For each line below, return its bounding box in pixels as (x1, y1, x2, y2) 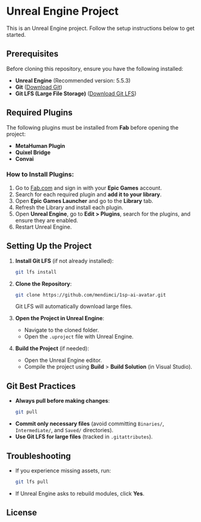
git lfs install (15, 269, 57, 275)
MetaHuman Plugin (15, 142, 65, 149)
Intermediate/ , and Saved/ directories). (15, 427, 114, 434)
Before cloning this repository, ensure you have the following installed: (6, 65, 183, 72)
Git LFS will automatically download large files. (15, 303, 133, 310)
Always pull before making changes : (15, 397, 110, 405)
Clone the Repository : (15, 280, 72, 287)
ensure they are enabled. (15, 216, 78, 224)
